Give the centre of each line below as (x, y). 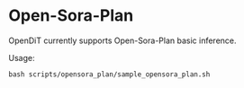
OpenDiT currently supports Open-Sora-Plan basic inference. (122, 40)
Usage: (22, 57)
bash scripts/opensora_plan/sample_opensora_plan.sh (109, 74)
